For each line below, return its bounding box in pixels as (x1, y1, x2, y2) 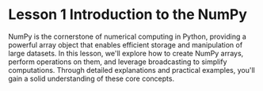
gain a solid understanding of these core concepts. (8, 74, 175, 83)
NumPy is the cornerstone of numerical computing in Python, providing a (8, 32, 247, 41)
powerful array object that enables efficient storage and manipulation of (8, 40, 243, 49)
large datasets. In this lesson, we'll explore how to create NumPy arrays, (8, 48, 244, 58)
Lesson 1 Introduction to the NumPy (8, 6, 248, 24)
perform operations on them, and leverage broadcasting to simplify (8, 57, 227, 66)
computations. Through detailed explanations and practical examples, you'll (8, 65, 255, 74)
